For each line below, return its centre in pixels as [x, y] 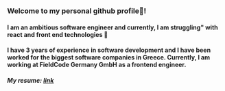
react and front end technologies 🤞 [58, 34]
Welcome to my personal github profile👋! [77, 11]
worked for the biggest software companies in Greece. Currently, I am [109, 57]
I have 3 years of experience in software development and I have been [109, 50]
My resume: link [31, 80]
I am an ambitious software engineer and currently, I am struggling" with [113, 27]
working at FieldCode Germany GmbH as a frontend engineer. [97, 65]
